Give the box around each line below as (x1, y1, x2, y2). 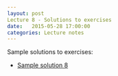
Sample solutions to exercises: (7, 48, 94, 56)
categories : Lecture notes (7, 29, 84, 36)
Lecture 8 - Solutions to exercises (7, 16, 112, 23)
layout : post (7, 10, 45, 17)
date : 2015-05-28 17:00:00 (7, 23, 91, 29)
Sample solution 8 (16, 61, 69, 69)
